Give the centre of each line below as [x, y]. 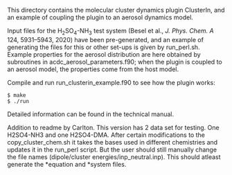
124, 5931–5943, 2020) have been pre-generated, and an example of [106, 39]
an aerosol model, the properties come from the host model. [93, 69]
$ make [17, 95]
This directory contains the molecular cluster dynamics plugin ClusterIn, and [116, 10]
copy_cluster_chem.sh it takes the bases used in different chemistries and [113, 142]
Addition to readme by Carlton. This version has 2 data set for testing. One [113, 127]
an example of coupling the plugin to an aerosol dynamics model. [100, 17]
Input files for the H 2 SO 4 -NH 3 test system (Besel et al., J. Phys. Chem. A [110, 32]
